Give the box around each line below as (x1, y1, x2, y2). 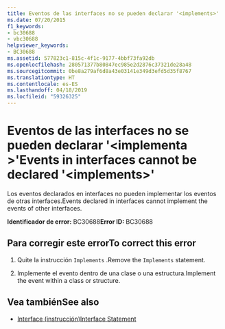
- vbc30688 (7, 36, 38, 43)
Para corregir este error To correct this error (7, 237, 197, 249)
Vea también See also (7, 297, 99, 308)
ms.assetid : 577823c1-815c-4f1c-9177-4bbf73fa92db (7, 55, 155, 62)
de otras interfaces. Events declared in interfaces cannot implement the (7, 197, 208, 205)
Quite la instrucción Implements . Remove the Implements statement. (16, 255, 206, 264)
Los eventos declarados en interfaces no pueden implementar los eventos (7, 189, 217, 198)
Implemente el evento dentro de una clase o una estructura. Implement (16, 269, 216, 277)
